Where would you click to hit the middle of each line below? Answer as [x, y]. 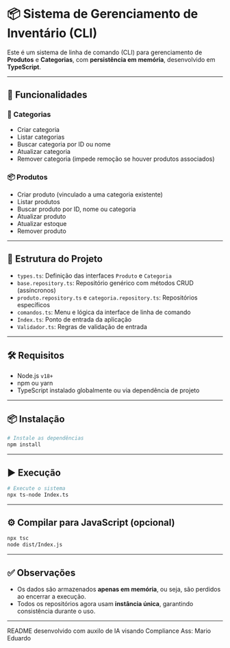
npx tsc [18, 538]
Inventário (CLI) [52, 33]
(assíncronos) [36, 290]
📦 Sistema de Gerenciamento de [103, 14]
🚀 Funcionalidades [47, 95]
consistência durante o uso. [56, 611]
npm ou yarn [35, 383]
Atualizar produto [41, 216]
